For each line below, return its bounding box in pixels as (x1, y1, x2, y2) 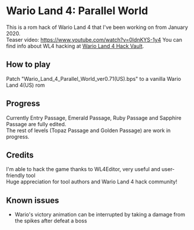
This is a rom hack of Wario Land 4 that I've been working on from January (6, 24, 189, 31)
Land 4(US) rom (6, 81, 45, 88)
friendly (6, 172, 25, 179)
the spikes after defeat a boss (14, 217, 87, 225)
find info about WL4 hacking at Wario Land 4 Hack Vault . (6, 42, 144, 50)
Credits (6, 150, 34, 160)
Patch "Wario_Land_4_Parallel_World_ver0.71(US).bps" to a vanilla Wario (6, 75, 182, 82)
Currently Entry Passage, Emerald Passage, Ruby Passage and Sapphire (6, 114, 182, 121)
